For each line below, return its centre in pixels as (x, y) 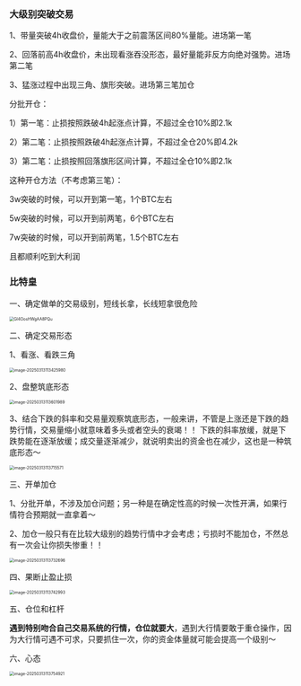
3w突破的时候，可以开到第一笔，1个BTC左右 (91, 199)
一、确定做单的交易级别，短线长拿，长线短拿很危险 (103, 303)
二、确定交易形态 (41, 335)
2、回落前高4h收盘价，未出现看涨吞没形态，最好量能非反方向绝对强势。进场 (150, 55)
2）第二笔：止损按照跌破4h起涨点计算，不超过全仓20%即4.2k (124, 142)
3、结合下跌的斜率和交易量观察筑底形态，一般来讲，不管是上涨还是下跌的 (145, 418)
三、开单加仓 (33, 484)
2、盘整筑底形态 (39, 386)
